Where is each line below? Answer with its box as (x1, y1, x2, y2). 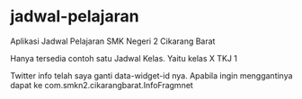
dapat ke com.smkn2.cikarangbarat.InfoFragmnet (10, 79, 194, 90)
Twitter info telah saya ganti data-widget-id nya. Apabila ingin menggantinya (10, 70, 293, 81)
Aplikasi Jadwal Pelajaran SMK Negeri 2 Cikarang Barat (10, 36, 216, 46)
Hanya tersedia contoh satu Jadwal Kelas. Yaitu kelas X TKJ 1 (10, 53, 237, 63)
